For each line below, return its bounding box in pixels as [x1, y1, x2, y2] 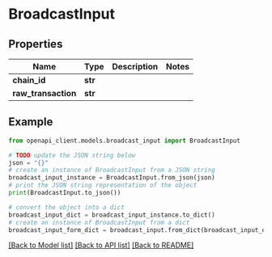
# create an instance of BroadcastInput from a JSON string [8, 166, 216, 175]
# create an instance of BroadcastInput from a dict [8, 218, 190, 226]
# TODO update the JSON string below [8, 151, 136, 159]
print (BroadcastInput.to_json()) [8, 189, 121, 197]
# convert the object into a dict [8, 203, 125, 211]
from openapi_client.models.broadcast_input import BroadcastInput [8, 137, 241, 145]
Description [112, 61, 159, 72]
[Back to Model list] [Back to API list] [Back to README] [8, 240, 194, 251]
